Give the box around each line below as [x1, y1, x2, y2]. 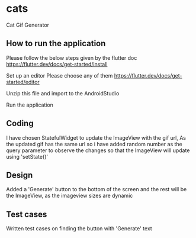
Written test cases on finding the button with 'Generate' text [6, 225, 152, 232]
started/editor [6, 78, 40, 85]
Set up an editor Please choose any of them [6, 72, 113, 79]
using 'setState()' [6, 153, 49, 160]
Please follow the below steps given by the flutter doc [6, 54, 137, 61]
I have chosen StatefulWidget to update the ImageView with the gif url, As [6, 134, 187, 141]
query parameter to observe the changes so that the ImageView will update [6, 147, 190, 154]
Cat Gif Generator [6, 21, 49, 28]
